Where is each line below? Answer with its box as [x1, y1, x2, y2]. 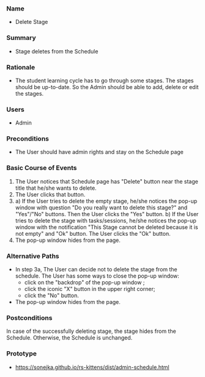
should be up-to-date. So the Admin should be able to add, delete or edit [15, 83, 199, 90]
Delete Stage [15, 18, 48, 26]
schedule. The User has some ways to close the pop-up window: [15, 272, 179, 280]
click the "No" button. [24, 292, 80, 299]
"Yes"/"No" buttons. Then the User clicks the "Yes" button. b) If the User [15, 210, 199, 217]
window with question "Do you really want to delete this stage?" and [15, 204, 188, 211]
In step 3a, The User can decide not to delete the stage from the [15, 266, 177, 273]
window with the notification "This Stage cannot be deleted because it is [15, 223, 198, 231]
